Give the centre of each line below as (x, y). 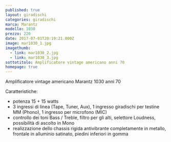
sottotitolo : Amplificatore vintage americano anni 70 (65, 62)
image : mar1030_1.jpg (28, 43)
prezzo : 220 (18, 34)
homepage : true (22, 67)
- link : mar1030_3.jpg (34, 57)
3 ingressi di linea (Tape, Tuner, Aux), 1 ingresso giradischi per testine (86, 107)
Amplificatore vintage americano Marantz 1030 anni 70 (63, 82)
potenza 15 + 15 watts (36, 101)
